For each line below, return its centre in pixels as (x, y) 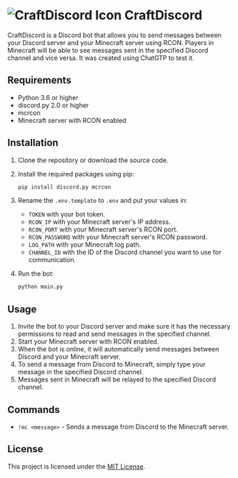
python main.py (40, 287)
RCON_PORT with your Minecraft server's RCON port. (103, 229)
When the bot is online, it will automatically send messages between (118, 349)
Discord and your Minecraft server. (69, 357)
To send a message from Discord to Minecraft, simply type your (111, 364)
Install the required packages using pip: (76, 174)
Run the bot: (36, 274)
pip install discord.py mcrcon (64, 187)
